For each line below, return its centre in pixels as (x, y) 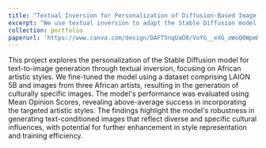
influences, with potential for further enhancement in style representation (128, 127)
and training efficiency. (46, 136)
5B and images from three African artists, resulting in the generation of (123, 85)
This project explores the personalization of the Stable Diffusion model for (129, 60)
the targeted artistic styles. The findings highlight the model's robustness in (131, 111)
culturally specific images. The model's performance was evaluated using (129, 94)
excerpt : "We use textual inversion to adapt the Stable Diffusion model (133, 23)
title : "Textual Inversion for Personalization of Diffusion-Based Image (133, 15)
